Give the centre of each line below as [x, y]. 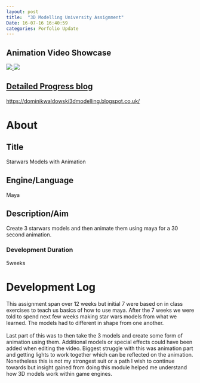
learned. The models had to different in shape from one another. [85, 323]
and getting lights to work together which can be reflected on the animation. [100, 354]
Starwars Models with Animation [46, 162]
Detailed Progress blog [50, 86]
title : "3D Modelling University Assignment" [65, 17]
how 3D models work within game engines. [59, 373]
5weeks [16, 263]
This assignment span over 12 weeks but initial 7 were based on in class [95, 303]
